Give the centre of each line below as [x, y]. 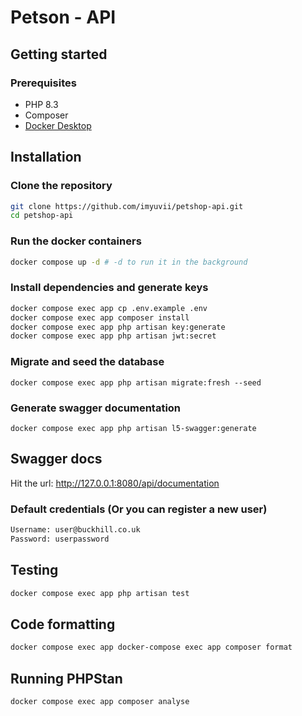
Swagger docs [56, 459]
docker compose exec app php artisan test [100, 593]
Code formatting [63, 624]
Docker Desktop [58, 125]
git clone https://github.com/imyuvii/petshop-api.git [127, 206]
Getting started [59, 54]
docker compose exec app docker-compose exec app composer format [151, 647]
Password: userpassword [60, 539]
